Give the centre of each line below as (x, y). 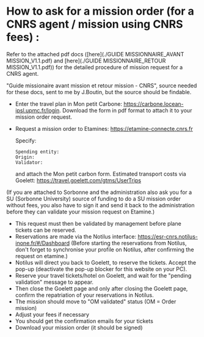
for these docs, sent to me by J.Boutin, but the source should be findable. (99, 92)
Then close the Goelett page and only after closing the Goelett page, (101, 288)
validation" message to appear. (54, 282)
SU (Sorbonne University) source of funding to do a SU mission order (94, 198)
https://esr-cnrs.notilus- (168, 236)
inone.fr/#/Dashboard (42, 243)
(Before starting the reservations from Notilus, (129, 243)
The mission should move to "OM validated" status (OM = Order (96, 302)
